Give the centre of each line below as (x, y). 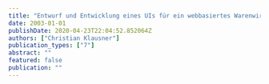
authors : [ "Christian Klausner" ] (64, 38)
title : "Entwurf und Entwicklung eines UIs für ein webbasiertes (119, 16)
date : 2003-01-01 (37, 23)
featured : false (35, 61)
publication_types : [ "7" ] (51, 46)
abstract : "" (30, 53)
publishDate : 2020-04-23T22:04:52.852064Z (80, 30)
